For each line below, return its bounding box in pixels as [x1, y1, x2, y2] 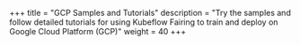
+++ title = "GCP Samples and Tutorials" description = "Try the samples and [9, 8, 292, 18]
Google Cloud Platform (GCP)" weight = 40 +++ [9, 26, 187, 36]
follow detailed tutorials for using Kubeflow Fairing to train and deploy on [9, 17, 278, 27]
